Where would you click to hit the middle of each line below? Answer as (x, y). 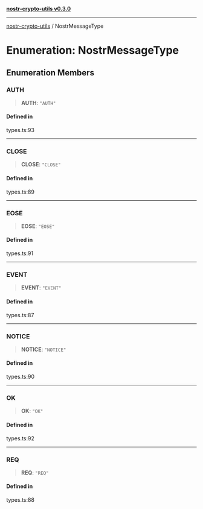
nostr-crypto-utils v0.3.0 (39, 9)
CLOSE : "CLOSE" (41, 165)
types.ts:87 (20, 315)
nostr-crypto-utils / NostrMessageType (55, 26)
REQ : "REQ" (35, 472)
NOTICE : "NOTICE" (43, 349)
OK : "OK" (32, 411)
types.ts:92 (20, 438)
